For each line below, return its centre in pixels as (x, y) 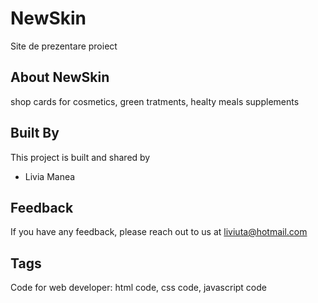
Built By (35, 133)
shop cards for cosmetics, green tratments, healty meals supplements (155, 101)
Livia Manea (50, 176)
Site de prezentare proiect (64, 46)
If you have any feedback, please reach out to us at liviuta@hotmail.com (159, 232)
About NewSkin (60, 77)
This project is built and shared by (80, 157)
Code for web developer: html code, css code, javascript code (138, 288)
